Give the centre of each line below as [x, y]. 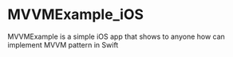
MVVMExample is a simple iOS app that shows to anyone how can [116, 36]
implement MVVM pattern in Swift [63, 44]
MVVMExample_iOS [76, 15]
